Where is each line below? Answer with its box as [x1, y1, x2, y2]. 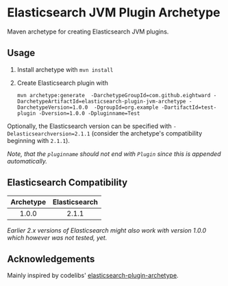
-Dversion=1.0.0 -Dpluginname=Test [38, 109, 140, 117]
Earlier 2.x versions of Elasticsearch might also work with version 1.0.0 [7, 226, 207, 234]
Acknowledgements [7, 253, 95, 265]
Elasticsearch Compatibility [7, 177, 128, 189]
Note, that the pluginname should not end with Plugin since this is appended [7, 149, 221, 158]
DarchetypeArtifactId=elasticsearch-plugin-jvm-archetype [16, 98, 186, 105]
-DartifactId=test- [161, 104, 217, 111]
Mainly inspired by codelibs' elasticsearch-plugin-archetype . [7, 272, 179, 280]
